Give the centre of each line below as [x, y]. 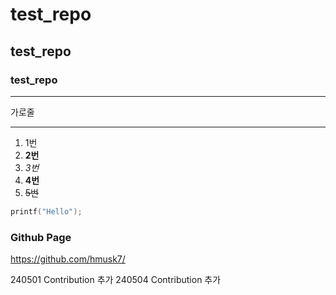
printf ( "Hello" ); [46, 211]
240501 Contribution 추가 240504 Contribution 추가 [116, 280]
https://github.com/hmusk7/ [68, 259]
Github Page [41, 237]
